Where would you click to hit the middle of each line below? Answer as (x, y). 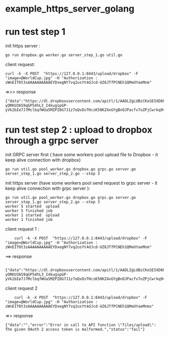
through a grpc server (52, 141)
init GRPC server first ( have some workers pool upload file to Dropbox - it (82, 155)
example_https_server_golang (70, 9)
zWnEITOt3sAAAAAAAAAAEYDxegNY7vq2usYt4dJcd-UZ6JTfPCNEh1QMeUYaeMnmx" (80, 306)
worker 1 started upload (32, 215)
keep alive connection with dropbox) (43, 160)
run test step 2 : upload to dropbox (79, 130)
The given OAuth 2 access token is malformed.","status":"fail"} (75, 329)
